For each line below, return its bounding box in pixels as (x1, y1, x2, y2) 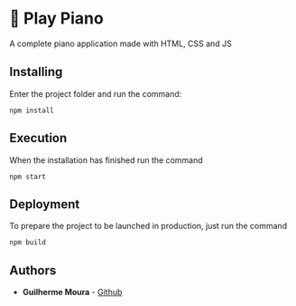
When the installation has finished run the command (9, 154, 203, 166)
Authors (9, 263, 57, 278)
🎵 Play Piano (9, 8, 104, 29)
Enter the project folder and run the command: (9, 88, 182, 99)
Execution (9, 130, 68, 146)
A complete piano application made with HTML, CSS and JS (9, 38, 232, 49)
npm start (9, 172, 47, 181)
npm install (9, 106, 54, 115)
